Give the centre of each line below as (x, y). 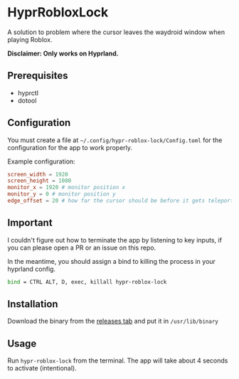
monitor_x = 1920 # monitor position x (67, 188)
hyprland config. (31, 269)
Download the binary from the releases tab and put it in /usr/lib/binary (113, 321)
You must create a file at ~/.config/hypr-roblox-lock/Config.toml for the (115, 140)
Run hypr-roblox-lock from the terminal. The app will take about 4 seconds (118, 361)
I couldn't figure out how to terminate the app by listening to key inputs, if (115, 240)
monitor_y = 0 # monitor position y (62, 194)
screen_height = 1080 (39, 181)
